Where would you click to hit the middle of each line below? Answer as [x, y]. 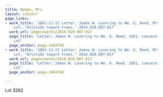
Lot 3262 [14, 90]
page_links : [17, 18]
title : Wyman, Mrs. [25, 9]
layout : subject [21, 14]
